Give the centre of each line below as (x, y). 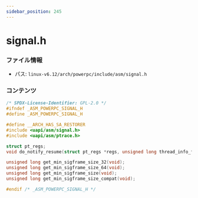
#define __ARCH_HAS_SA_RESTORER (46, 125)
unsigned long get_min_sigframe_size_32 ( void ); (66, 162)
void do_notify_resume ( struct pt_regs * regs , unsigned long (82, 152)
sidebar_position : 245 (34, 11)
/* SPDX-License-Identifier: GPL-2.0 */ (57, 103)
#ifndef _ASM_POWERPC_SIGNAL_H (44, 109)
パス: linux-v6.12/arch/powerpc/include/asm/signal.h (81, 74)
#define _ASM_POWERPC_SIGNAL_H (44, 114)
